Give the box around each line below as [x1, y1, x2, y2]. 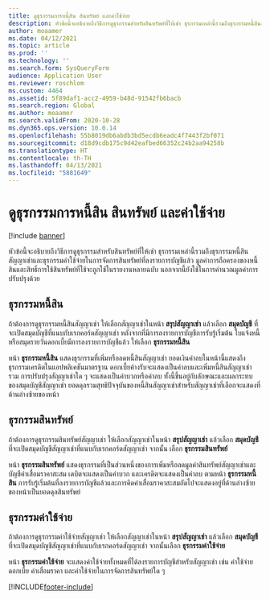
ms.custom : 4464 [8, 86, 63, 95]
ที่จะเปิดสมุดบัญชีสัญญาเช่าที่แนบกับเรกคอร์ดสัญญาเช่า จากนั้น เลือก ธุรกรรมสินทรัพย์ [8, 444, 228, 453]
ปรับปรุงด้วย [8, 273, 40, 283]
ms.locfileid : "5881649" [8, 169, 92, 177]
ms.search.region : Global [8, 101, 95, 109]
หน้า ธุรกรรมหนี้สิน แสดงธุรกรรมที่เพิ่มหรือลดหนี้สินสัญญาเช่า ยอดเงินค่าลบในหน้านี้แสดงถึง [8, 353, 247, 362]
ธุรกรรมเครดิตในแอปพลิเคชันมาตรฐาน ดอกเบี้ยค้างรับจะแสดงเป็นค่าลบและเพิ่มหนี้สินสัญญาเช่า [8, 361, 252, 371]
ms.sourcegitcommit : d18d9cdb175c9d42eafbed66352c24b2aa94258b [8, 138, 225, 147]
